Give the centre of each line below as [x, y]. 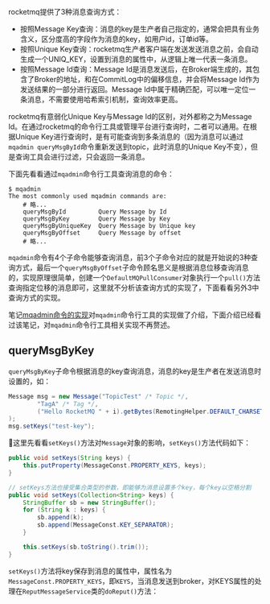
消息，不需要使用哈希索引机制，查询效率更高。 [104, 99]
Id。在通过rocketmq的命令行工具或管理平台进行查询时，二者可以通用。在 [129, 126]
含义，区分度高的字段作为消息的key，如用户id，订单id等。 [116, 39]
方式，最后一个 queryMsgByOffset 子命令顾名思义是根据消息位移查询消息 [132, 267]
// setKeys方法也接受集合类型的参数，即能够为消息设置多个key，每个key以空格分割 [130, 487]
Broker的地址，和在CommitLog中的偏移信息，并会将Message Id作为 [147, 79]
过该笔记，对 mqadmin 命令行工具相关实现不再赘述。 [92, 325]
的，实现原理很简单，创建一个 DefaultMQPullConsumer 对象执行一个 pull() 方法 [135, 277]
